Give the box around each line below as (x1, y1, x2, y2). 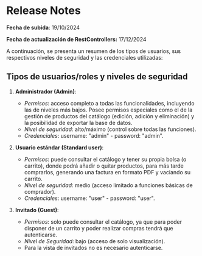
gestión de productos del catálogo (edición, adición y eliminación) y (24, 112, 195, 119)
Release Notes (6, 4, 81, 18)
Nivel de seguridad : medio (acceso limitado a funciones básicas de (24, 181, 193, 189)
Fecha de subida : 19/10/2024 (6, 24, 80, 31)
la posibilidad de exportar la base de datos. (24, 119, 133, 126)
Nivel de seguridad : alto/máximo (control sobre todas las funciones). (24, 126, 197, 133)
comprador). (24, 188, 56, 195)
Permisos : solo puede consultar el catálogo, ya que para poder (24, 218, 183, 226)
